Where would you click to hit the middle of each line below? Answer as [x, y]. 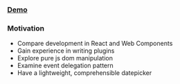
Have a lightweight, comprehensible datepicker [84, 73]
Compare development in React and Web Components [95, 44]
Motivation [26, 28]
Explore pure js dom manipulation [65, 58]
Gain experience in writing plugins [66, 51]
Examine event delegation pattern [65, 66]
